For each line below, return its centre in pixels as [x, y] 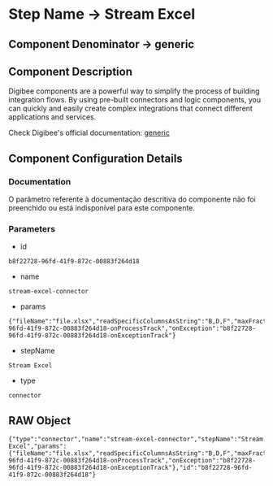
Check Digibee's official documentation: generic [89, 133]
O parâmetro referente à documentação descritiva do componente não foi [132, 199]
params [33, 306]
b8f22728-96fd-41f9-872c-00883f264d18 [74, 262]
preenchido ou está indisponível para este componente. [102, 208]
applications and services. [52, 117]
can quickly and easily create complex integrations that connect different [131, 108]
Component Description [70, 71]
